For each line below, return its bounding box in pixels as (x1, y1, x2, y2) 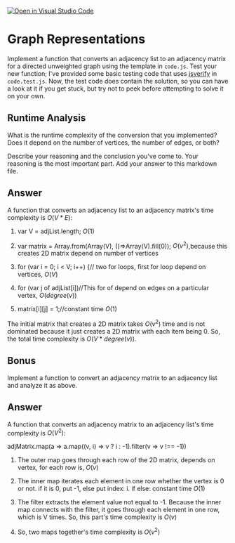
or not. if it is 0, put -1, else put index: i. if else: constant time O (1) (17, 485, 206, 493)
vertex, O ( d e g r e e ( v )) (17, 292, 77, 300)
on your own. (7, 91, 46, 100)
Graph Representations (7, 32, 146, 47)
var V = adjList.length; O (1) (17, 227, 95, 235)
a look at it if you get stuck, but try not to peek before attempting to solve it (7, 84, 224, 93)
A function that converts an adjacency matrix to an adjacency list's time (7, 420, 214, 428)
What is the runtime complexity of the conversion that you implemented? (7, 131, 217, 139)
